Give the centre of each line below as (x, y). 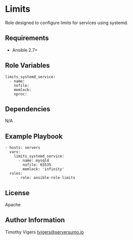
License (17, 193)
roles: (16, 174)
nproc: (21, 94)
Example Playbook (34, 136)
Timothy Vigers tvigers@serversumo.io (44, 232)
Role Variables (27, 66)
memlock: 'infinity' (44, 169)
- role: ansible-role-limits (46, 178)
